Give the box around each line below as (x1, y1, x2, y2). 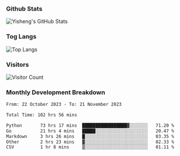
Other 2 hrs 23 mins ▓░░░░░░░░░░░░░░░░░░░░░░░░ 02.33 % (6, 139, 175, 145)
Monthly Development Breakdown (6, 88, 106, 96)
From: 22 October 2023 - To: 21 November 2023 (6, 102, 122, 108)
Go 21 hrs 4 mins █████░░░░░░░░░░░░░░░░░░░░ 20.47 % (6, 128, 175, 134)
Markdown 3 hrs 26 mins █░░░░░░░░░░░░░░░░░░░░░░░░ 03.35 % (6, 133, 175, 139)
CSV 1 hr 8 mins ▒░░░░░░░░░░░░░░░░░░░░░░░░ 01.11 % (6, 144, 175, 150)
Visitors (6, 60, 29, 68)
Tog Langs (6, 33, 37, 41)
